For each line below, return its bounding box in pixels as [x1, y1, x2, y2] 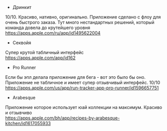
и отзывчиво [5, 110, 32, 115]
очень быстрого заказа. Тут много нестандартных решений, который [5, 20, 154, 25]
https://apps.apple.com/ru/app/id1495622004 [5, 30, 101, 36]
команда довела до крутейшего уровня [5, 25, 91, 31]
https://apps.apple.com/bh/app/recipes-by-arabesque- [5, 115, 120, 121]
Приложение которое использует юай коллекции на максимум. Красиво [5, 104, 162, 110]
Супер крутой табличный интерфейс [5, 50, 84, 55]
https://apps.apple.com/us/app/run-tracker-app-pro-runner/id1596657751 [5, 85, 159, 91]
